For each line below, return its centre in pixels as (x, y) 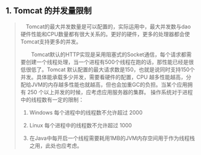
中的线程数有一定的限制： (52, 100)
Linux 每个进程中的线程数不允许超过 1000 (81, 125)
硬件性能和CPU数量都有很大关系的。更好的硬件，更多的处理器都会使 (105, 34)
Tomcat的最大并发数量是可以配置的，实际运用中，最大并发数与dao (108, 27)
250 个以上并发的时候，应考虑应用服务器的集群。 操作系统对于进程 (110, 92)
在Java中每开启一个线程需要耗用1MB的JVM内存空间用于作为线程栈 (112, 138)
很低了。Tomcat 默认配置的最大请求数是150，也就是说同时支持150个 (110, 69)
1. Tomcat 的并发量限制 (49, 11)
